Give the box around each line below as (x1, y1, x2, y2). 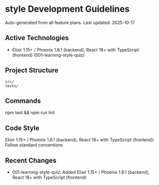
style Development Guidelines (5, 3, 130, 15)
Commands (5, 96, 41, 105)
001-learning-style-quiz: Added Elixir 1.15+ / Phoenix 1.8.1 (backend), (12, 169, 150, 175)
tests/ (5, 83, 19, 89)
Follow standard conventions (5, 142, 63, 148)
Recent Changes (5, 156, 57, 164)
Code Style (5, 124, 40, 132)
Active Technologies (5, 34, 69, 42)
